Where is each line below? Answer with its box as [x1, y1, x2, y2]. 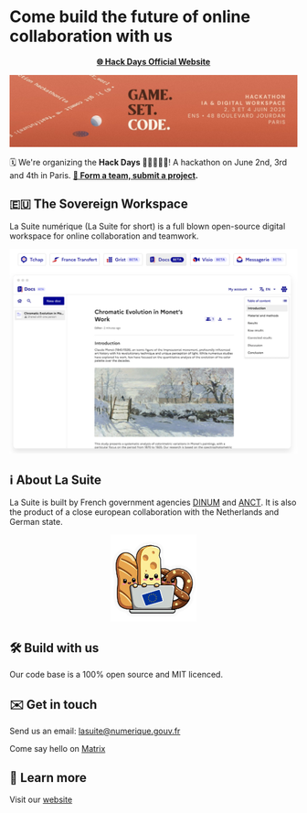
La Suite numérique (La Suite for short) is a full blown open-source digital [9, 220, 286, 231]
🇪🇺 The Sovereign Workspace [9, 197, 189, 212]
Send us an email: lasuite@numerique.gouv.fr [9, 725, 181, 737]
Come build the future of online [9, 6, 251, 27]
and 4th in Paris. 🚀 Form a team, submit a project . [9, 169, 199, 180]
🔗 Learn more [9, 770, 87, 786]
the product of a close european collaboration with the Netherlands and [9, 507, 280, 518]
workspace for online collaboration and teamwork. [9, 230, 199, 241]
